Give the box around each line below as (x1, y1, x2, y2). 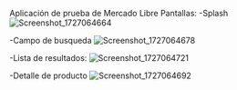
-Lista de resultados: (9, 53, 88, 63)
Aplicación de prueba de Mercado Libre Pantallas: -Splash (9, 8, 229, 18)
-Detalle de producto (9, 70, 88, 81)
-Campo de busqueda (9, 35, 93, 45)
